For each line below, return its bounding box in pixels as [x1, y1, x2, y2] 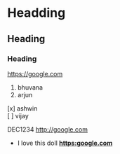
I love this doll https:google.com [17, 139, 113, 147]
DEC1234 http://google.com [7, 125, 88, 134]
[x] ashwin [7, 104, 38, 113]
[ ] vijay [7, 111, 29, 120]
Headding [7, 5, 66, 21]
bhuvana [17, 83, 44, 92]
